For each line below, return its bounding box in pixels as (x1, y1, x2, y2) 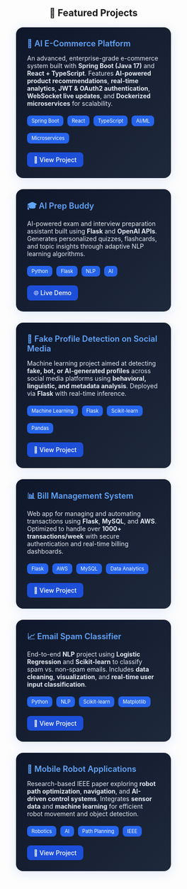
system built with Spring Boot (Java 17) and (27, 62, 155, 70)
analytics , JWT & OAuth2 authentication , (27, 84, 150, 93)
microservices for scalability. (27, 99, 113, 108)
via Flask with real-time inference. (27, 390, 127, 398)
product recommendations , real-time (27, 77, 139, 85)
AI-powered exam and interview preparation (27, 219, 157, 228)
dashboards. (27, 547, 64, 556)
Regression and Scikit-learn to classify (27, 658, 142, 666)
